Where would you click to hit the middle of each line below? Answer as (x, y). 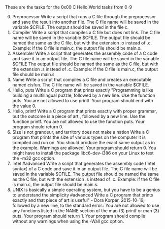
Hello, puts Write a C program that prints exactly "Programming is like (83, 90)
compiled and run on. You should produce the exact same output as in (83, 142)
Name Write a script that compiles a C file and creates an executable (82, 79)
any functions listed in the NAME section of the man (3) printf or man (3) (85, 211)
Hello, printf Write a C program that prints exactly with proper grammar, (85, 111)
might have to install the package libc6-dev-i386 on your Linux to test (83, 153)
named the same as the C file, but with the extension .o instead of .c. (82, 43)
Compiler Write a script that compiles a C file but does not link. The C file (86, 32)
